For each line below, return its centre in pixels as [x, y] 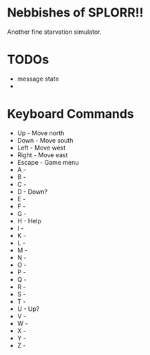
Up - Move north [41, 133]
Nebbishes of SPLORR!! [75, 13]
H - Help [29, 221]
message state [38, 79]
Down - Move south [45, 140]
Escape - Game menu [48, 162]
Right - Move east [42, 155]
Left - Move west [41, 148]
